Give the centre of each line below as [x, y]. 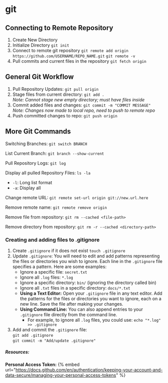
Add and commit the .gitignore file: [50, 329]
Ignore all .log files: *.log [47, 277]
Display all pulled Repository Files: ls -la [48, 173]
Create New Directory [35, 40]
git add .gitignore [33, 335]
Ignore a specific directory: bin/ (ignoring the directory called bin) [88, 283]
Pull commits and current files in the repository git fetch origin [79, 61]
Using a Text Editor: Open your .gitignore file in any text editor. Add [91, 293]
